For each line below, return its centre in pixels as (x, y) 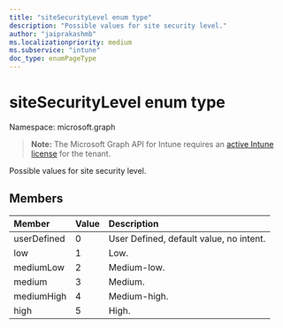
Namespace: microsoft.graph (62, 127)
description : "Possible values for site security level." (118, 26)
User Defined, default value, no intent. (187, 238)
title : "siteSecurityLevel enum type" (80, 17)
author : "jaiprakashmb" (53, 34)
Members (36, 199)
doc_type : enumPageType (53, 59)
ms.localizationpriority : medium (71, 42)
